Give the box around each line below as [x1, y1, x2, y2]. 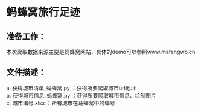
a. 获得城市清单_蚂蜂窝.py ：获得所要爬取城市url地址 [6, 84, 136, 92]
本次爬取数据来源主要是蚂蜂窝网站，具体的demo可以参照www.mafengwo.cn [6, 49, 196, 55]
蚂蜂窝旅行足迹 [6, 5, 81, 19]
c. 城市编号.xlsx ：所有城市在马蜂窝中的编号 [6, 99, 116, 107]
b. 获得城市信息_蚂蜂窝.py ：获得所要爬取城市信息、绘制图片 [6, 92, 157, 99]
